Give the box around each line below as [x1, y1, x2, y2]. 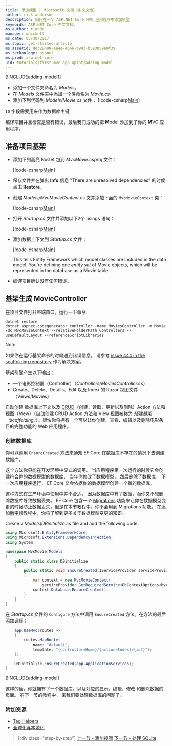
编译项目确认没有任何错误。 [12, 278, 72, 284]
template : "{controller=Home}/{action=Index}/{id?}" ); [32, 647, 153, 652]
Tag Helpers [12, 718, 39, 724]
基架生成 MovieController [5, 294, 87, 303]
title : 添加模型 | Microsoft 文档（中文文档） [5, 7, 97, 13]
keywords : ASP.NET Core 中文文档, [5, 22, 76, 27]
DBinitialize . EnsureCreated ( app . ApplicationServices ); [14, 661, 134, 666]
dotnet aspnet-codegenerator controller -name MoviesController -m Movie [5, 323, 166, 328]
